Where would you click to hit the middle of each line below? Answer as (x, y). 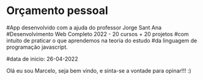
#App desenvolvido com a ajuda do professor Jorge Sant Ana (84, 27)
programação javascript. (37, 47)
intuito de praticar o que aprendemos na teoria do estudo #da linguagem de (102, 40)
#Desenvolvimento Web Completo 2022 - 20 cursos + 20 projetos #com (98, 34)
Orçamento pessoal (57, 11)
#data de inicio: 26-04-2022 (42, 59)
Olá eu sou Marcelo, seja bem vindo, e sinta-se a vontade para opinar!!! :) (99, 70)
